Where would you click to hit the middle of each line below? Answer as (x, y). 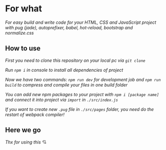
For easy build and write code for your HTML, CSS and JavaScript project (81, 22)
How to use (23, 48)
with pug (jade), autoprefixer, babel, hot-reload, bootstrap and (69, 27)
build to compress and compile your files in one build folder (66, 85)
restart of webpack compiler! (35, 114)
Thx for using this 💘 (26, 142)
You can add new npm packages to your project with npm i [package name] (82, 94)
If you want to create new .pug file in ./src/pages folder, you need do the (80, 109)
